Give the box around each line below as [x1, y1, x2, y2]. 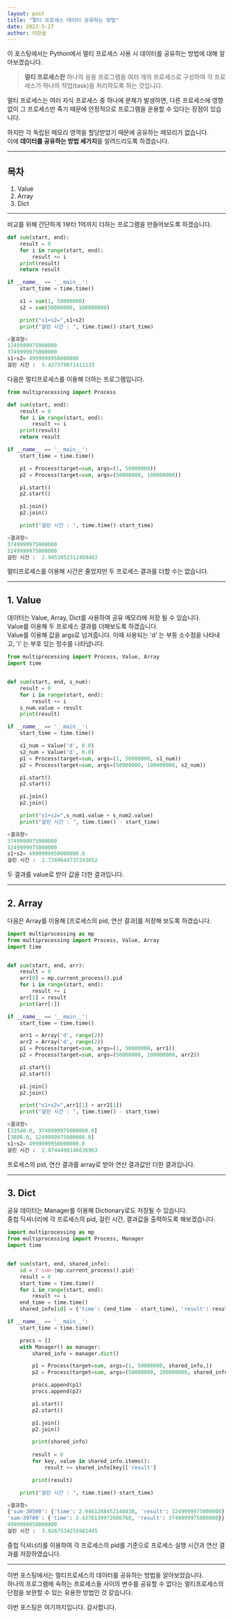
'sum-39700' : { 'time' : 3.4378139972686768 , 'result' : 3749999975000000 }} [7, 1515, 225, 1522]
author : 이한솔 [7, 29, 47, 37]
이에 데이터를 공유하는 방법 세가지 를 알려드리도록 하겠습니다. [7, 137, 170, 146]
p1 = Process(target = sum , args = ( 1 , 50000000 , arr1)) [19, 1045, 175, 1052]
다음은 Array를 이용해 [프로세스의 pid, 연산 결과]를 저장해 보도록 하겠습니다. [7, 917, 212, 925]
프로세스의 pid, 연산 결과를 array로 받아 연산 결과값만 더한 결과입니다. [7, 1160, 196, 1168]
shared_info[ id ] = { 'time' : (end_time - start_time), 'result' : [19, 1306, 209, 1313]
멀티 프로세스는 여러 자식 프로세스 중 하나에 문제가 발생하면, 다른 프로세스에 [7, 96, 211, 105]
